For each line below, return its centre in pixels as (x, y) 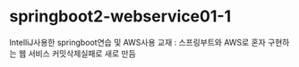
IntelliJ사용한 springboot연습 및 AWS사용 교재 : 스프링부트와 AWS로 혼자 (137, 42)
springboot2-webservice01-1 (120, 17)
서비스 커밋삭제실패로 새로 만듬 (82, 53)
